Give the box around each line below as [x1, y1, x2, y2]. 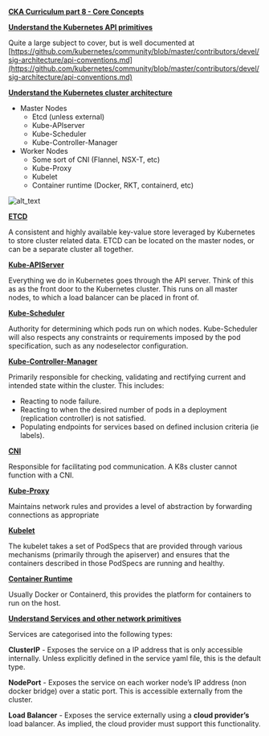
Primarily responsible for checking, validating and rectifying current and [8, 372, 247, 382]
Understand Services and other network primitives [8, 614, 182, 623]
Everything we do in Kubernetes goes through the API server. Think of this [8, 275, 255, 285]
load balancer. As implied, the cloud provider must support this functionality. [8, 719, 261, 728]
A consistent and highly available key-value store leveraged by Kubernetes [8, 227, 255, 237]
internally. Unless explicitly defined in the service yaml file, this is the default [8, 654, 261, 663]
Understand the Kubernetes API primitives [8, 23, 153, 31]
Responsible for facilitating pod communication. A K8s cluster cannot [8, 462, 238, 471]
